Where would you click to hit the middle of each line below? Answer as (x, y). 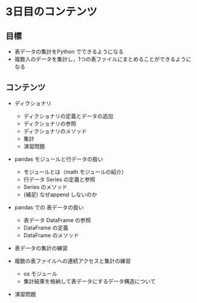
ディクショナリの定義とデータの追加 (68, 116)
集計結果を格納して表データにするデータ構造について (89, 281)
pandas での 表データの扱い (49, 207)
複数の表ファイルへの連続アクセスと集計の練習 (73, 261)
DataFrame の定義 (46, 228)
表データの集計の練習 (41, 248)
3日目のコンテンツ (52, 12)
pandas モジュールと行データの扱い (59, 159)
